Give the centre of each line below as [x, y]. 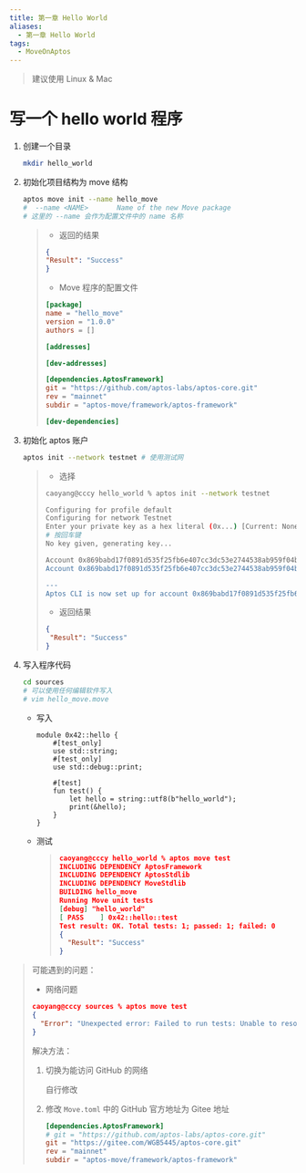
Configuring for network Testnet [109, 518]
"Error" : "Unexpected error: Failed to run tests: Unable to [159, 1023]
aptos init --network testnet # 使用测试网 [103, 457]
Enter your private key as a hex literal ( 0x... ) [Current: [162, 527]
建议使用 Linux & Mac [72, 79]
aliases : [26, 26]
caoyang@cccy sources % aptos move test [109, 1007]
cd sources [43, 682]
